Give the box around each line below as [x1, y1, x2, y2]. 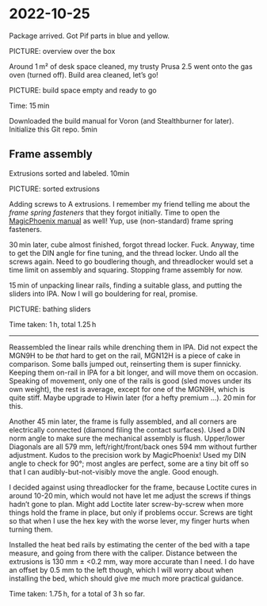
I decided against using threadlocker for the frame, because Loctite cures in [9, 482, 257, 492]
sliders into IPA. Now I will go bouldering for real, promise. [9, 288, 198, 298]
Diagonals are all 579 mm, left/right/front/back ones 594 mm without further [9, 441, 257, 452]
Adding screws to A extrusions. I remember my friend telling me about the [9, 199, 250, 208]
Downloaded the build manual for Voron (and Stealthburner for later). [9, 116, 235, 125]
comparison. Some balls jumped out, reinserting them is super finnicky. [9, 359, 242, 368]
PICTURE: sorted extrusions [9, 184, 100, 193]
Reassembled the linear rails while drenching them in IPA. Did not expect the [9, 342, 258, 352]
